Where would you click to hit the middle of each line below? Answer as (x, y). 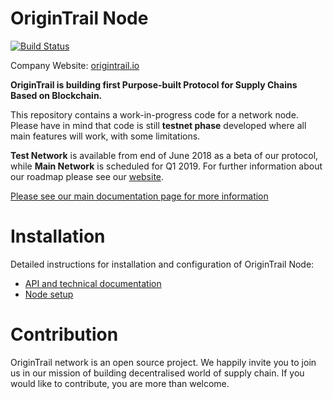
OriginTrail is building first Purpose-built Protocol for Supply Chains (154, 84)
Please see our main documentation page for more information (139, 196)
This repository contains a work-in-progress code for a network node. (154, 114)
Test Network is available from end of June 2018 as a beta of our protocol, (164, 155)
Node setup (49, 294)
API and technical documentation (93, 283)
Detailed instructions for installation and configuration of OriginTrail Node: (162, 264)
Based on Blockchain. (56, 95)
